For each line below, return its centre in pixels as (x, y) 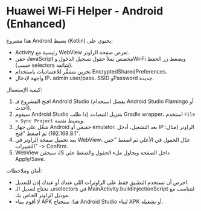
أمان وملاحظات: (24, 171)
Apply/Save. (30, 159)
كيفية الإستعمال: (24, 89)
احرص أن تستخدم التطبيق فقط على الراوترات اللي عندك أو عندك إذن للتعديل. (102, 182)
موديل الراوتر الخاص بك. (42, 195)
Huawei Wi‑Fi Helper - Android (85, 11)
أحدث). (23, 107)
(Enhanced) (36, 24)
